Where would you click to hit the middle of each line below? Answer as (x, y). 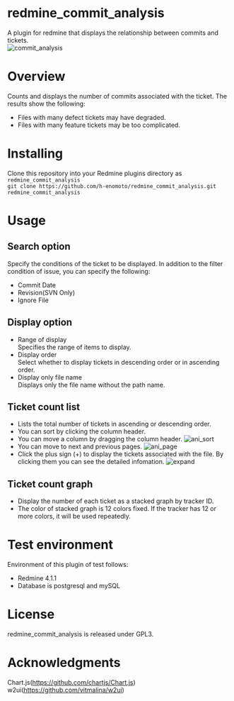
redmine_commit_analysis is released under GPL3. (81, 634)
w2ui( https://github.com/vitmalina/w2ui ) (66, 690)
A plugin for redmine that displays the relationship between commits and (113, 33)
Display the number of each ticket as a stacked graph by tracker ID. (116, 501)
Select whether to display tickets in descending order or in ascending (118, 362)
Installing (35, 154)
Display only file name (50, 377)
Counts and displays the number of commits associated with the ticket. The (117, 96)
